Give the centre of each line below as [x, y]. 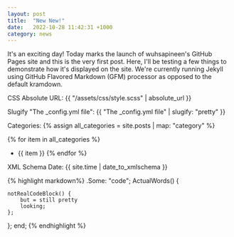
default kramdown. [35, 84]
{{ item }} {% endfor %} [52, 153]
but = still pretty [49, 200]
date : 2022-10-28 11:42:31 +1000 [60, 27]
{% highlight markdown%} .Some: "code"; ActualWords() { [93, 181]
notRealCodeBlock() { [39, 194]
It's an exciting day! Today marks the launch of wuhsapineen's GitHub [110, 54]
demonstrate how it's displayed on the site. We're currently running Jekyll [116, 69]
